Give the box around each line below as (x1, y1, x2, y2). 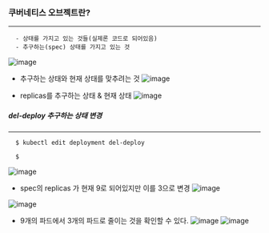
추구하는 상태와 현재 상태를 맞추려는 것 (19, 74, 140, 83)
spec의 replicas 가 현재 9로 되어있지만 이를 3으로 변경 (19, 183, 191, 193)
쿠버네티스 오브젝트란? (8, 6, 90, 18)
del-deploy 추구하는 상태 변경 (8, 110, 102, 120)
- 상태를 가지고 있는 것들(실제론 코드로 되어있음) (15, 34, 158, 43)
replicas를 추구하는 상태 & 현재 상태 (19, 90, 132, 101)
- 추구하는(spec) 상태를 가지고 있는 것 (15, 43, 130, 51)
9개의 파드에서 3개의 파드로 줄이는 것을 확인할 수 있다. (19, 216, 190, 226)
